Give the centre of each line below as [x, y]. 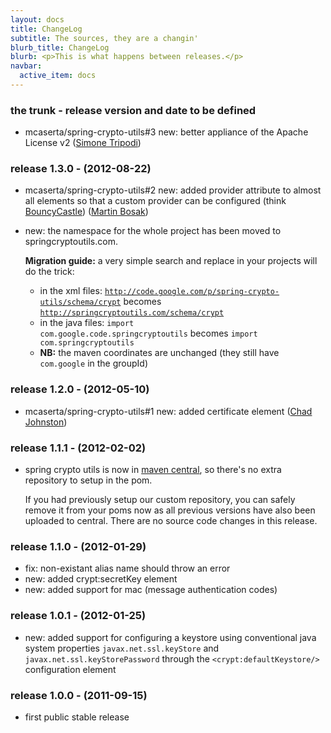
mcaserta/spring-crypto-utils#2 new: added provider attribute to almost [173, 190]
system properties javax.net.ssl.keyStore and [122, 648]
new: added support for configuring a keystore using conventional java [170, 637]
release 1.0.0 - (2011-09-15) [79, 695]
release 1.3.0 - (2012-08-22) [81, 169]
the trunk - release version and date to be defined [133, 110]
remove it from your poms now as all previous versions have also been [170, 510]
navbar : [26, 66]
